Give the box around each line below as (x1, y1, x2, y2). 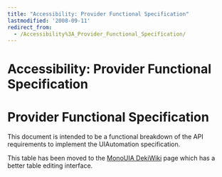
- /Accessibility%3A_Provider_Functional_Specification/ (14, 30, 186, 38)
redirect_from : (7, 24, 53, 31)
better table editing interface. (7, 161, 93, 170)
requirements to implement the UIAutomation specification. (7, 140, 181, 148)
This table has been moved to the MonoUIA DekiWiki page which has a (7, 154, 216, 163)
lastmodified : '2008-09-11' (7, 17, 91, 24)
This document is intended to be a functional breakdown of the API (7, 133, 204, 141)
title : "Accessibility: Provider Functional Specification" (7, 10, 190, 18)
